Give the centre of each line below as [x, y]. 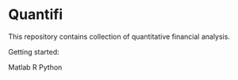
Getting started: [34, 51]
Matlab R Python [35, 67]
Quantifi [36, 15]
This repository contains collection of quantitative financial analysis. [119, 36]
